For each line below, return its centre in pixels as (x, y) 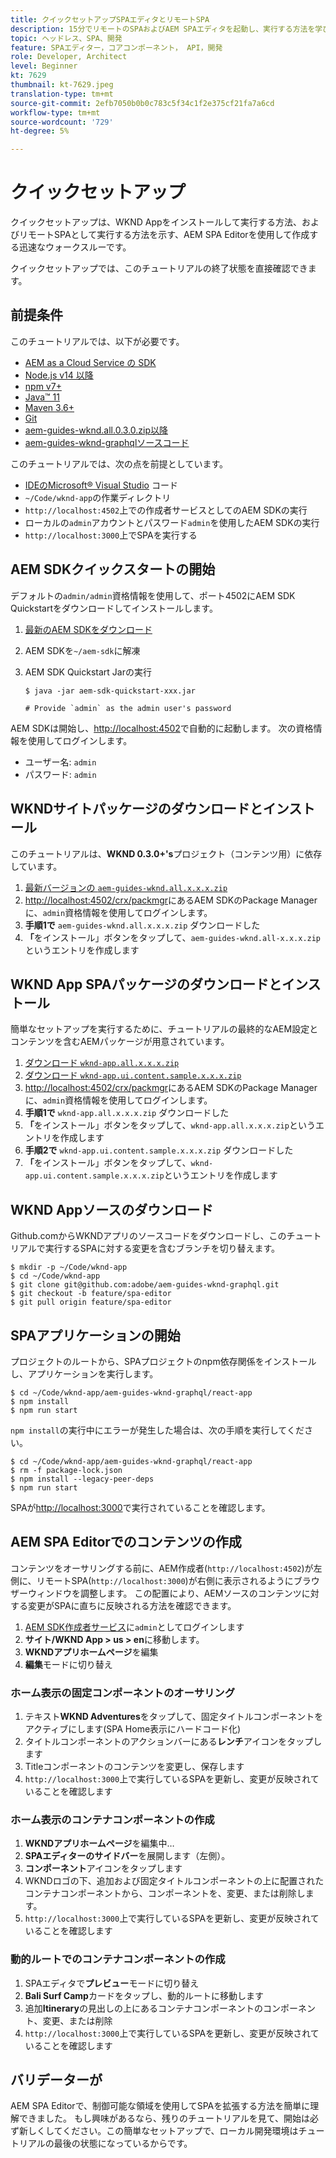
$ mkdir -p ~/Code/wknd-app (69, 1267)
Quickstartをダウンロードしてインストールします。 (114, 608)
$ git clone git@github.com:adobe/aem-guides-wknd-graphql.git (145, 1285)
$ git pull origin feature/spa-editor (91, 1302)
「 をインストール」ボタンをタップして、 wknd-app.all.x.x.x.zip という (170, 1125)
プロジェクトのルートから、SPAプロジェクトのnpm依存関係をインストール (163, 1361)
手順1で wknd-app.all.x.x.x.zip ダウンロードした (127, 1113)
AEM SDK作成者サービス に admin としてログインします (134, 1627)
